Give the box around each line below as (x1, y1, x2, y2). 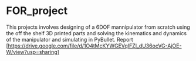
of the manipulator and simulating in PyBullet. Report (6, 36, 133, 43)
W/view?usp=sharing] (6, 48, 60, 55)
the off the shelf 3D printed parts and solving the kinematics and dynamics (6, 29, 187, 36)
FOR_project (6, 4, 68, 18)
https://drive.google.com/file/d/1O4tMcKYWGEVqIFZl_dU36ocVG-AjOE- (8, 42, 182, 49)
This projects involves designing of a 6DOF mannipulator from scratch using (6, 23, 191, 30)
